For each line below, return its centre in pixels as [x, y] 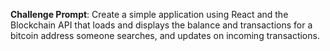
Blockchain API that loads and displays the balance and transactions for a [161, 25]
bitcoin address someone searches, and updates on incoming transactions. [165, 35]
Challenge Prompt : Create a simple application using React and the [149, 14]
